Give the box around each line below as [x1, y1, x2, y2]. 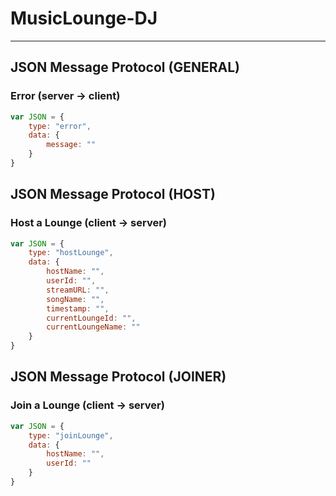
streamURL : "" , [46, 285, 110, 295]
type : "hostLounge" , [28, 248, 114, 258]
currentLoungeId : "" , [46, 313, 137, 323]
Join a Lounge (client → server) [10, 398, 165, 412]
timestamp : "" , [46, 303, 110, 314]
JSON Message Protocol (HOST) [10, 186, 216, 203]
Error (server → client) [10, 89, 121, 103]
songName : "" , [46, 294, 105, 304]
